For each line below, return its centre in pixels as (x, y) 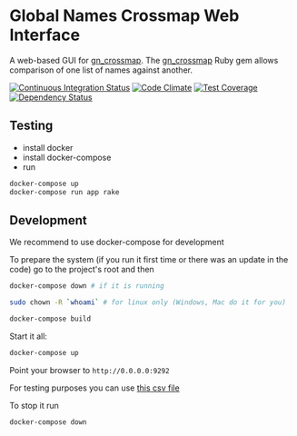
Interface (45, 35)
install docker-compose (67, 157)
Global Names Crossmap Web (124, 16)
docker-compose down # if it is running (87, 286)
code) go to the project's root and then (82, 270)
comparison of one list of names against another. (101, 70)
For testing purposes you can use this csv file (94, 388)
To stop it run (34, 405)
